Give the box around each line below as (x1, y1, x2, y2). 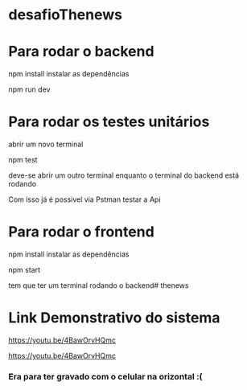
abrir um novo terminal (8, 139, 84, 150)
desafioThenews (8, 6, 123, 24)
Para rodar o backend (8, 43, 154, 61)
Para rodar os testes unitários (8, 113, 210, 131)
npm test (8, 155, 38, 165)
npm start (8, 265, 41, 274)
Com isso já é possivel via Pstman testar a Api (8, 195, 161, 204)
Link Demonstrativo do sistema (8, 309, 220, 327)
